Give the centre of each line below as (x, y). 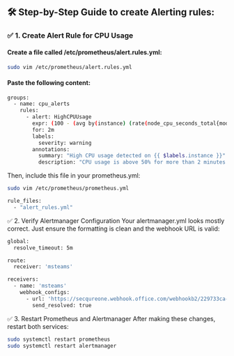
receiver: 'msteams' (43, 267)
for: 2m (43, 130)
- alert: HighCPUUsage (58, 117)
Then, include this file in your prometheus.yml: (74, 176)
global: (18, 241)
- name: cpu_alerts (42, 104)
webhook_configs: (45, 293)
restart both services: (38, 326)
